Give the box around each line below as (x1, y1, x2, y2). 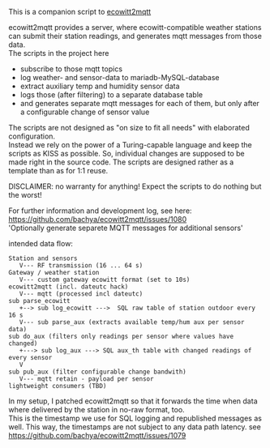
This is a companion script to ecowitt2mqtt (8, 7, 152, 16)
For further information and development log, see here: (8, 206, 192, 215)
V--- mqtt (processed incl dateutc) (19, 290, 144, 298)
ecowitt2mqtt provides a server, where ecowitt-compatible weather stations (8, 23, 262, 32)
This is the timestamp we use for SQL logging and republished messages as (8, 413, 262, 423)
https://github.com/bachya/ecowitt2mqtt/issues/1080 (8, 215, 187, 224)
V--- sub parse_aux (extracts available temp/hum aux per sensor (19, 318, 245, 326)
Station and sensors (8, 254, 79, 262)
